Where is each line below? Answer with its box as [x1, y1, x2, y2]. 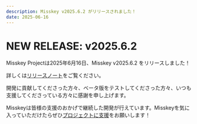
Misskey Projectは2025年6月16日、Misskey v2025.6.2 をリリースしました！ [6, 59, 191, 66]
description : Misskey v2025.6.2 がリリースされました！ [6, 8, 137, 15]
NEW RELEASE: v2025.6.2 [6, 39, 137, 53]
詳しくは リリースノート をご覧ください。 [6, 72, 104, 79]
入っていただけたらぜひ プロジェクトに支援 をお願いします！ [6, 112, 151, 119]
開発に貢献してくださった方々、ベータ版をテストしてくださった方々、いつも [6, 85, 192, 92]
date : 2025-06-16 [6, 14, 49, 20]
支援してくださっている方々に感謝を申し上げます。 [6, 92, 130, 99]
